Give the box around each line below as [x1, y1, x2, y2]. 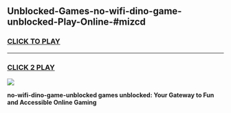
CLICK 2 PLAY [7, 62, 55, 72]
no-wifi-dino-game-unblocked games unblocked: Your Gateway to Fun [7, 90, 214, 99]
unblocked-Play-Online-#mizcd [7, 16, 146, 28]
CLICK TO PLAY [7, 37, 60, 47]
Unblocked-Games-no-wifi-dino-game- [7, 5, 182, 17]
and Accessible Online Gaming [7, 98, 97, 106]
